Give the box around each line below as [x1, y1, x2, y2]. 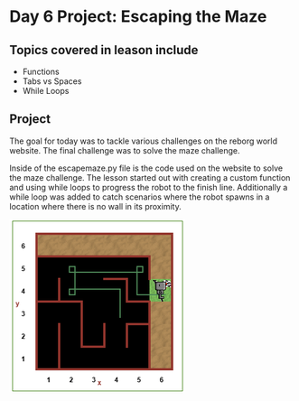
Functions [22, 66, 61, 77]
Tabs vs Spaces [22, 76, 82, 87]
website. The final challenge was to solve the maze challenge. [9, 145, 240, 155]
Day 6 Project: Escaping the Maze [9, 6, 267, 27]
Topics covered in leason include [9, 42, 199, 58]
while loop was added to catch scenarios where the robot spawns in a [9, 191, 270, 202]
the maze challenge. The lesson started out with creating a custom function [9, 172, 291, 182]
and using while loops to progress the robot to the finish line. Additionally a [9, 182, 288, 192]
